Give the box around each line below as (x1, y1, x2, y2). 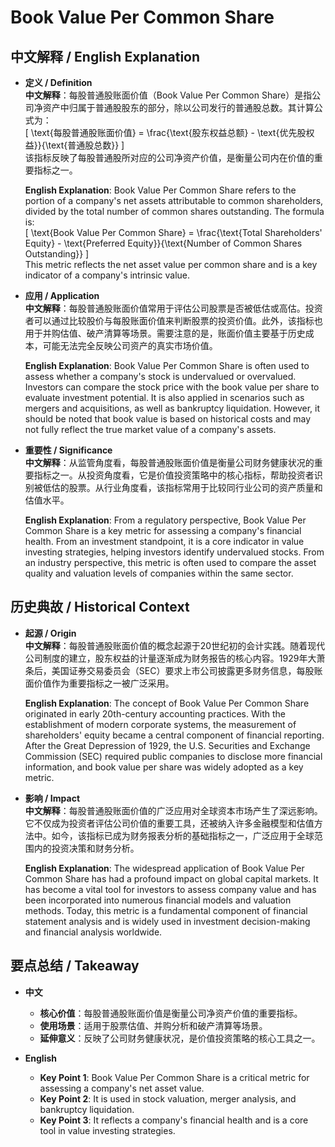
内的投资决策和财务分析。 (33, 842, 140, 854)
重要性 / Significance (24, 444, 113, 456)
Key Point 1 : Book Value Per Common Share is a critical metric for (39, 1071, 310, 1083)
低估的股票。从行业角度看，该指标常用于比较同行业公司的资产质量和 (42, 482, 323, 493)
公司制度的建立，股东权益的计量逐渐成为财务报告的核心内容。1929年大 (24, 652, 317, 664)
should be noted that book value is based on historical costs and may (24, 413, 312, 425)
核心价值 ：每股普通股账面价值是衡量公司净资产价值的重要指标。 (39, 1007, 303, 1019)
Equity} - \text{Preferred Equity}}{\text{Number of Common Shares (24, 237, 303, 249)
